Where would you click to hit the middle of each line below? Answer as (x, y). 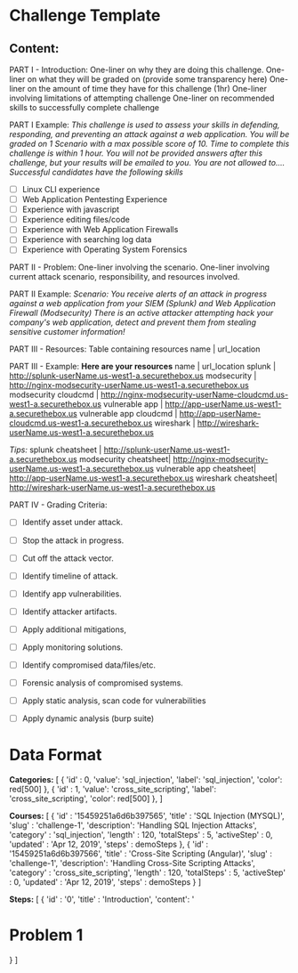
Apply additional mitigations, (74, 629)
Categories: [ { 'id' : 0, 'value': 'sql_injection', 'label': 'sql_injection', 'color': (146, 780)
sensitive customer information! (68, 332)
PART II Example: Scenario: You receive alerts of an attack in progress (138, 294)
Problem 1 (46, 935)
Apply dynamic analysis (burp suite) (88, 718)
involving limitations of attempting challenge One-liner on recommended (142, 98)
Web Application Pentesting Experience (94, 199)
